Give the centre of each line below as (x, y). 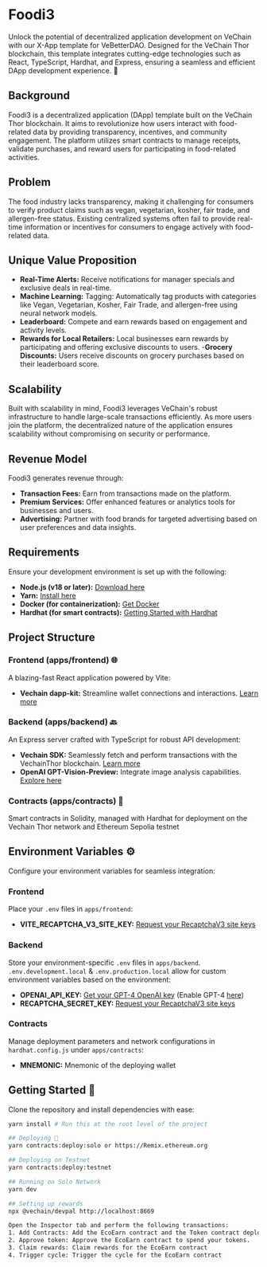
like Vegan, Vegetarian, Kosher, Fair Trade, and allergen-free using (129, 305)
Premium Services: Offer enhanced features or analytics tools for (128, 502)
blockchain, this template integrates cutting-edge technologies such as (124, 53)
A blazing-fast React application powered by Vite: (89, 677)
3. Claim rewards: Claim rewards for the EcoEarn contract (108, 1248)
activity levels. (43, 330)
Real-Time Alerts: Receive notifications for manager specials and (127, 280)
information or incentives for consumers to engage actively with (129, 227)
